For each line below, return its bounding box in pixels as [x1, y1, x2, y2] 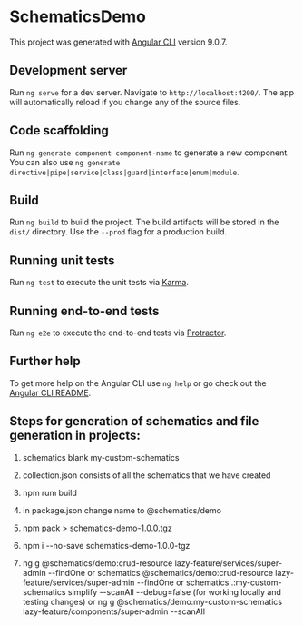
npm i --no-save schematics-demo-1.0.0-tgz [22, 540, 191, 551]
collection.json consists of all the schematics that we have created [22, 470, 271, 481]
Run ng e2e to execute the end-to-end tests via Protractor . [9, 327, 227, 338]
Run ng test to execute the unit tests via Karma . [9, 277, 189, 288]
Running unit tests [9, 253, 115, 268]
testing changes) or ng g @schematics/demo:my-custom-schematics [22, 596, 283, 607]
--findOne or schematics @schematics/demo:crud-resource [48, 567, 274, 578]
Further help [9, 353, 82, 369]
